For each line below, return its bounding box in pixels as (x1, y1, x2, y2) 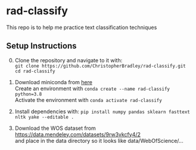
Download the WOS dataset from (14, 125, 97, 132)
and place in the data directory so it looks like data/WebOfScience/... (14, 137, 183, 144)
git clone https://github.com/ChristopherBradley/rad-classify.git (14, 63, 186, 69)
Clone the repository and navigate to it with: (14, 56, 123, 63)
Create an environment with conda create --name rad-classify (14, 85, 170, 92)
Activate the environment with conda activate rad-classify (14, 96, 162, 103)
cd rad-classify (14, 68, 55, 74)
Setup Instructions (6, 41, 77, 51)
